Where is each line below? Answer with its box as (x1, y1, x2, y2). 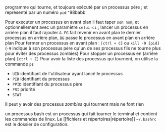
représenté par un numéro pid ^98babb (5, 9, 86, 15)
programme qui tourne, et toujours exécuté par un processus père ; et (5, 4, 148, 10)
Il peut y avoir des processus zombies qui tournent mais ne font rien (5, 101, 144, 107)
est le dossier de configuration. (5, 121, 69, 127)
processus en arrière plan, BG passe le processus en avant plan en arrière (5, 35, 155, 41)
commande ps (5, 61, 34, 67)
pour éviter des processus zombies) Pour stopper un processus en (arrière (5, 50, 158, 56)
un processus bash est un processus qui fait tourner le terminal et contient (5, 111, 158, 117)
